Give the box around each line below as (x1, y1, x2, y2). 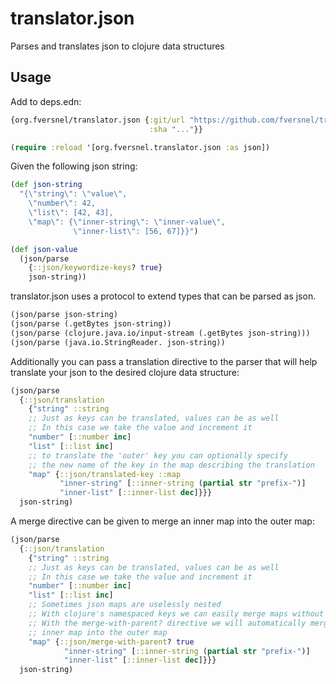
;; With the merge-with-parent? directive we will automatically (28, 618, 307, 628)
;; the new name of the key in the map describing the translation (28, 460, 315, 470)
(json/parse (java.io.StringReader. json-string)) (10, 337, 226, 347)
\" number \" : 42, (28, 198, 97, 209)
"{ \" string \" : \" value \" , (19, 189, 128, 199)
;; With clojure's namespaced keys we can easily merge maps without (28, 609, 325, 619)
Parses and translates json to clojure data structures (10, 40, 225, 52)
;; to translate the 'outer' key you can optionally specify (28, 450, 288, 461)
